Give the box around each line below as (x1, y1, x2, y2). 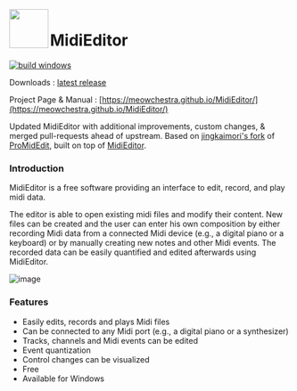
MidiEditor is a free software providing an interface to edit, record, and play (9, 183, 285, 193)
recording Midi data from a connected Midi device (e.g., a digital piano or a (9, 228, 284, 239)
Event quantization (21, 345, 91, 355)
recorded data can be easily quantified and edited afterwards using (9, 247, 257, 257)
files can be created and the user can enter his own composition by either (9, 218, 281, 230)
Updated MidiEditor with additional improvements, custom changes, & (9, 120, 266, 132)
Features (9, 296, 49, 308)
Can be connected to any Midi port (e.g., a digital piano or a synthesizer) (21, 325, 289, 337)
